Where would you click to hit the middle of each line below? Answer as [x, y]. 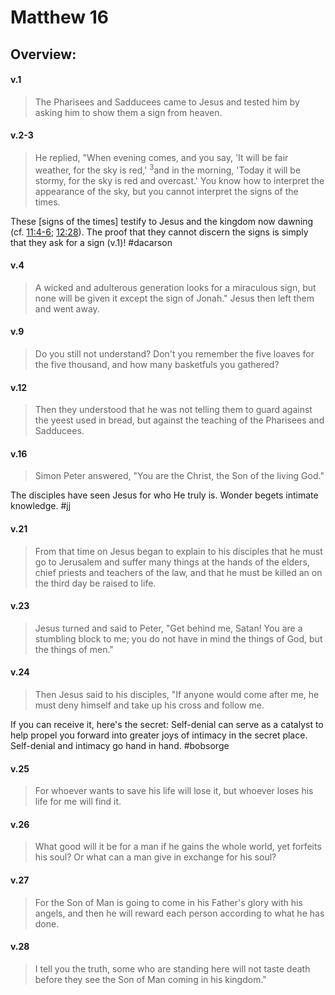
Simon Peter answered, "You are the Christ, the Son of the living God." [179, 476]
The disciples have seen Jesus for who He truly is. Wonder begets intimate [164, 495]
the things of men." [74, 649]
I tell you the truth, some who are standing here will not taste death [172, 968]
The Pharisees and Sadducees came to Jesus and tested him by [167, 102]
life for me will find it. [78, 802]
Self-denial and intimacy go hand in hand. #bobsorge [120, 746]
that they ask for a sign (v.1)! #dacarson [91, 242]
